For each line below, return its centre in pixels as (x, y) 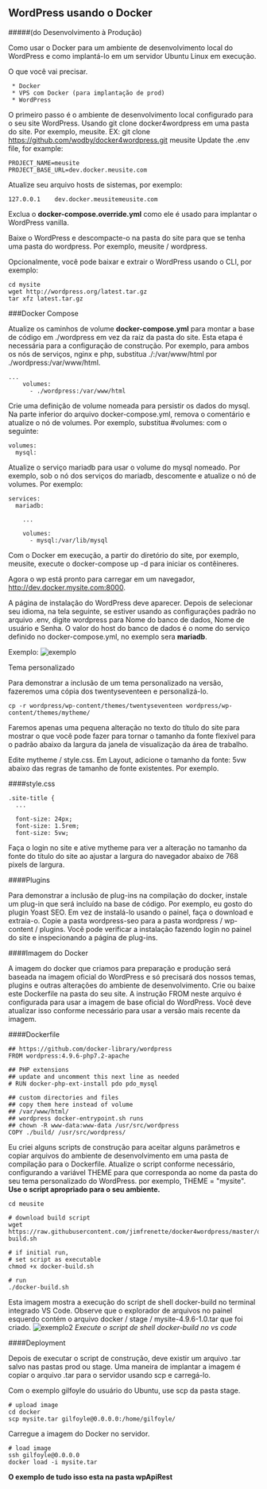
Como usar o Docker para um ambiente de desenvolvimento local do (120, 48)
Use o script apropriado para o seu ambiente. (84, 1189)
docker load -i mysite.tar (53, 1462)
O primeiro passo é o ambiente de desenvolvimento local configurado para (131, 114)
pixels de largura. (37, 864)
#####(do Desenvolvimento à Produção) (75, 32)
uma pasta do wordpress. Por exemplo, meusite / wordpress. (108, 246)
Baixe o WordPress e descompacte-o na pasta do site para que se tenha (127, 238)
